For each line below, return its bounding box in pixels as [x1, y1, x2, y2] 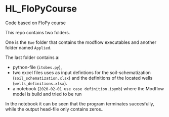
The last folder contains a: [5, 54, 60, 61]
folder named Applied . [5, 44, 52, 50]
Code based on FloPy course [5, 20, 66, 26]
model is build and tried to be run [12, 91, 82, 97]
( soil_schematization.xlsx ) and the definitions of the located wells [12, 75, 153, 81]
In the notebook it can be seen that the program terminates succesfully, [5, 100, 154, 106]
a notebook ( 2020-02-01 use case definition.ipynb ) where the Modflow [12, 85, 164, 91]
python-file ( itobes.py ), [12, 64, 62, 70]
